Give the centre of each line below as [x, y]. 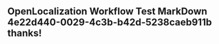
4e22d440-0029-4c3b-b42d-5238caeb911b [109, 23]
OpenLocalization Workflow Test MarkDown [107, 12]
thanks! [25, 33]
